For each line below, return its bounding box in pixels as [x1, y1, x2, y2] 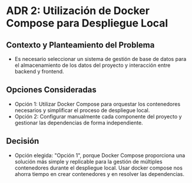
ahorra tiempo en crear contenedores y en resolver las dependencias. [14, 170, 184, 177]
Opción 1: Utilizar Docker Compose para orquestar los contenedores [14, 100, 181, 107]
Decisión [6, 136, 39, 146]
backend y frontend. [14, 68, 64, 74]
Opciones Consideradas [6, 85, 97, 95]
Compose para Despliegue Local [6, 16, 168, 30]
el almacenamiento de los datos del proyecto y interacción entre [14, 62, 171, 69]
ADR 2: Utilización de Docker [6, 4, 150, 18]
